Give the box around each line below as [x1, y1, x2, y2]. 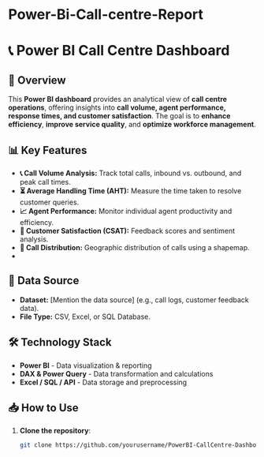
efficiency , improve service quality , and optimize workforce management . [8, 120, 256, 129]
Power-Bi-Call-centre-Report [8, 6, 203, 24]
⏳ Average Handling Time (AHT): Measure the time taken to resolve [19, 186, 242, 195]
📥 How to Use [8, 401, 79, 415]
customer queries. [19, 197, 80, 207]
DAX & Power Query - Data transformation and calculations [19, 369, 214, 378]
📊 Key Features [8, 144, 87, 157]
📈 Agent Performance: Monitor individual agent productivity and [19, 207, 232, 215]
